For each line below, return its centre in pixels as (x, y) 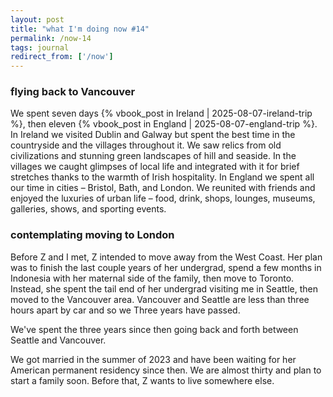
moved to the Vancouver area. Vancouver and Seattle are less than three (160, 299)
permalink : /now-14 (51, 38)
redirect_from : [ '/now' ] (62, 57)
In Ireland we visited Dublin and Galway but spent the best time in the (153, 135)
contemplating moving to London (92, 235)
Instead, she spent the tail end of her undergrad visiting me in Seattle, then (164, 288)
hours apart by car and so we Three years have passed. (125, 310)
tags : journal (40, 47)
